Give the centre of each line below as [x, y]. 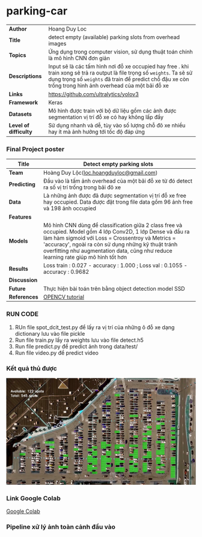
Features [20, 217]
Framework [23, 102]
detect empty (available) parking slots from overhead [114, 37]
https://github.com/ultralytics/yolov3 [93, 94]
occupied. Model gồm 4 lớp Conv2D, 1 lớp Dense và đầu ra [116, 231]
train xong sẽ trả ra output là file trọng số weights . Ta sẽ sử [120, 73]
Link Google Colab [34, 498]
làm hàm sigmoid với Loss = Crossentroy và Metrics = [109, 238]
